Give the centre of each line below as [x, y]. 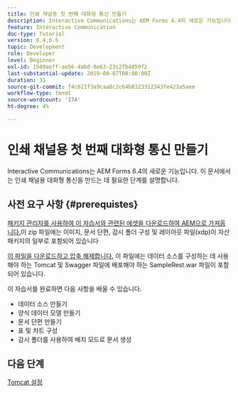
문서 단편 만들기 [39, 321]
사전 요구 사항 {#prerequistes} [73, 204]
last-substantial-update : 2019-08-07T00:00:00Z [79, 73]
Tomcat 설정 [25, 382]
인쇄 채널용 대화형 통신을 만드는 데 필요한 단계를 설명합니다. [97, 180]
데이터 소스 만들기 [42, 303]
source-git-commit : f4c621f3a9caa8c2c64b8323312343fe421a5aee [101, 87]
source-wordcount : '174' [44, 100]
